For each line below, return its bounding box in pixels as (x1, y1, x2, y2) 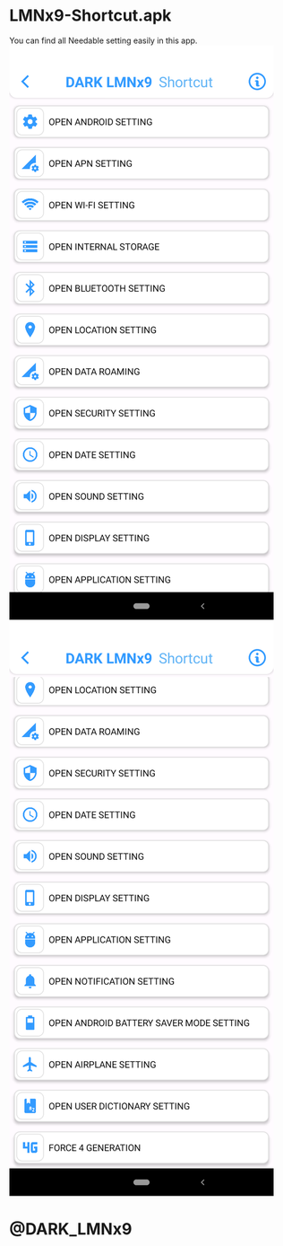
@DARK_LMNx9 (9, 1219, 133, 1240)
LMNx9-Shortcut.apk (9, 5, 172, 26)
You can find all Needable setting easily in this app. (9, 35, 198, 46)
